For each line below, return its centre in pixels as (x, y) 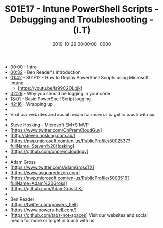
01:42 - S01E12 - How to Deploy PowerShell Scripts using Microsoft (79, 77)
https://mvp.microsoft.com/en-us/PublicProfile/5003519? (71, 178)
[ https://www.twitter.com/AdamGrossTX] (52, 167)
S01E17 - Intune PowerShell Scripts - (82, 9)
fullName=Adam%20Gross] (39, 183)
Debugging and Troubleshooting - (82, 20)
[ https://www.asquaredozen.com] (45, 172)
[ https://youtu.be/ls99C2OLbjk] (50, 88)
